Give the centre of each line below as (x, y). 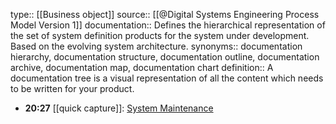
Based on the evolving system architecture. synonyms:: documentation (156, 46)
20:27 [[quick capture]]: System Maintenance (119, 108)
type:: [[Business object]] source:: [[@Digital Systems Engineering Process (165, 14)
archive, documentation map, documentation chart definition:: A (142, 67)
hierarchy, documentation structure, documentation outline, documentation (165, 57)
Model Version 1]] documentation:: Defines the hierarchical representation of (168, 25)
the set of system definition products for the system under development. (160, 35)
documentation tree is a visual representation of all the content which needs (167, 78)
